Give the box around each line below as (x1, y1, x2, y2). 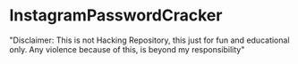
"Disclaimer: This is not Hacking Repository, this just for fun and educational (9, 35, 290, 45)
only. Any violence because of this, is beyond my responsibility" (9, 44, 245, 54)
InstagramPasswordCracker (9, 5, 223, 26)
